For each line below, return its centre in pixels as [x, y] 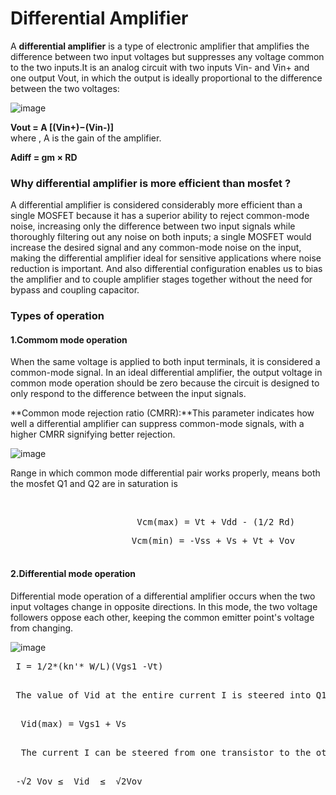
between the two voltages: [65, 88]
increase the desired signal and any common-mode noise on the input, [156, 248]
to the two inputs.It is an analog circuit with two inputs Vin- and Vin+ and [160, 67]
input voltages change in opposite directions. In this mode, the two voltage [164, 606]
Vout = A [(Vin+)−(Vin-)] [62, 127]
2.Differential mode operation [73, 573]
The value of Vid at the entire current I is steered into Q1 [171, 695]
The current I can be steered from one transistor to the [166, 752]
